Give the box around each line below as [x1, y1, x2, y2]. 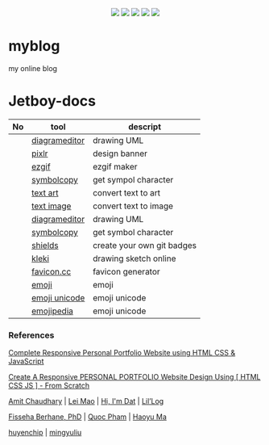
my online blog [8, 63, 58, 73]
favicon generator [92, 266, 161, 277]
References [8, 330, 55, 341]
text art [31, 187, 59, 198]
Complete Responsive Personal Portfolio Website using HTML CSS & [8, 348, 236, 358]
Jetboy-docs [8, 92, 97, 111]
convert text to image [92, 200, 174, 212]
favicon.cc [31, 266, 72, 277]
